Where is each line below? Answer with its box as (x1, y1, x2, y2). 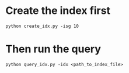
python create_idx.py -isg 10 (5, 23, 79, 29)
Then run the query (5, 42, 102, 56)
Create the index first (5, 4, 110, 17)
